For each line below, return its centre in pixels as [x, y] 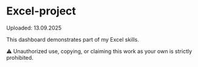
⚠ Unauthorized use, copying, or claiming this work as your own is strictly [99, 51]
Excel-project [41, 11]
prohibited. [20, 57]
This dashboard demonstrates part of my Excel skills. [73, 39]
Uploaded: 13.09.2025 [34, 28]
